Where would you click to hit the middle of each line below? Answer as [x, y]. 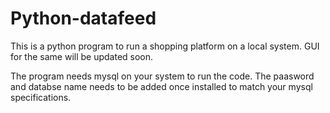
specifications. [41, 97]
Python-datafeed [83, 18]
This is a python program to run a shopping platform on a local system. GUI [165, 46]
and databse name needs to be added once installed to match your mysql [161, 86]
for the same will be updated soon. [82, 56]
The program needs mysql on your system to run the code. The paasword [162, 76]
